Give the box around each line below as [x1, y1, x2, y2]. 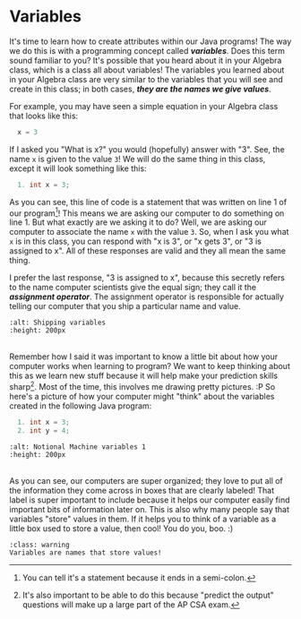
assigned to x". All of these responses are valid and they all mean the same [9, 245, 287, 256]
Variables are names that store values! [9, 548, 163, 557]
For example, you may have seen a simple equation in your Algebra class [9, 100, 279, 111]
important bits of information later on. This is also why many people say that [9, 503, 289, 514]
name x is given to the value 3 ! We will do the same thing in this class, [9, 153, 266, 164]
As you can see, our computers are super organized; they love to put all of [9, 475, 284, 486]
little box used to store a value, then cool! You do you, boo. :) [9, 522, 234, 534]
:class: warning [9, 540, 70, 549]
